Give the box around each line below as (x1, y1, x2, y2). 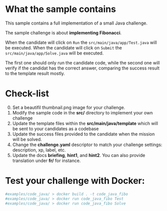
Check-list (5, 88, 49, 99)
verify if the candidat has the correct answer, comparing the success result (5, 65, 160, 71)
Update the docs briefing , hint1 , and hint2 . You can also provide (12, 152, 146, 158)
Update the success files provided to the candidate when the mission (12, 131, 155, 137)
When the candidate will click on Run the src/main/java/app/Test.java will (5, 39, 157, 45)
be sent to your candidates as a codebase (12, 125, 99, 131)
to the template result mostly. (5, 70, 65, 76)
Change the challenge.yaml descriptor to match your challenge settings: (12, 141, 163, 147)
